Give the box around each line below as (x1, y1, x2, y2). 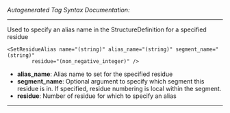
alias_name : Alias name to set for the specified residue (16, 70, 173, 78)
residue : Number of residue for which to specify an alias (16, 92, 177, 100)
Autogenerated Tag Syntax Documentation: (7, 6, 130, 14)
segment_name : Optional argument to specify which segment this (16, 77, 205, 85)
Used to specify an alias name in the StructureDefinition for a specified (7, 25, 207, 34)
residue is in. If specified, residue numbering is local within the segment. (16, 85, 222, 92)
